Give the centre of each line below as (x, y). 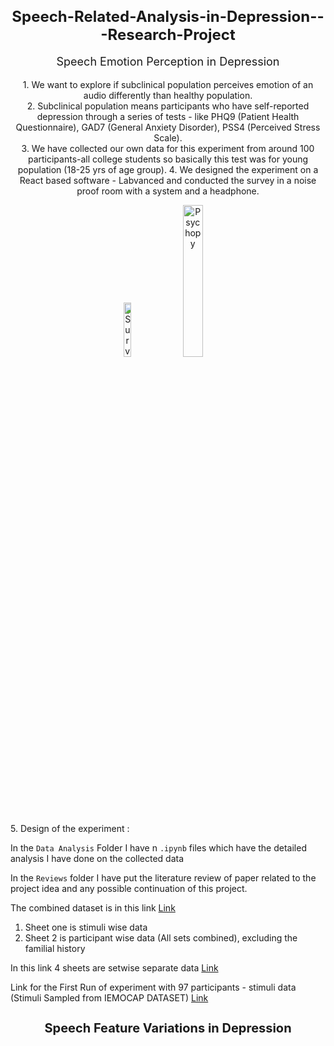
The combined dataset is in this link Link (93, 907)
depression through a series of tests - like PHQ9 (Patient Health (168, 116)
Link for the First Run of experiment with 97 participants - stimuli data (153, 987)
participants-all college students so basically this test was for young (168, 159)
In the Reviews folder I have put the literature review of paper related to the (163, 877)
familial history (55, 948)
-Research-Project (168, 34)
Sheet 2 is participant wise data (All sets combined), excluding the (161, 937)
